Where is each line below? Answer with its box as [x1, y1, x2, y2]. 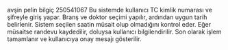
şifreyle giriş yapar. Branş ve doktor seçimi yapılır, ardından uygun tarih [7, 13, 207, 21]
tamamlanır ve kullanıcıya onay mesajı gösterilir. [7, 35, 142, 43]
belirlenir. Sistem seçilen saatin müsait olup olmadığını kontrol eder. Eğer [7, 21, 211, 28]
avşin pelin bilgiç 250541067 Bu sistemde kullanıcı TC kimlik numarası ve [7, 6, 212, 14]
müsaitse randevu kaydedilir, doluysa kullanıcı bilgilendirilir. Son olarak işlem [7, 27, 222, 36]
